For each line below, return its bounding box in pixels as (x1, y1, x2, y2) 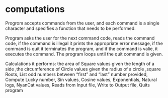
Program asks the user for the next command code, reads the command (5, 35, 155, 41)
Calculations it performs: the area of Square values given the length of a (5, 60, 154, 66)
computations (5, 3, 65, 15)
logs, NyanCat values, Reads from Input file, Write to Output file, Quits (5, 81, 150, 88)
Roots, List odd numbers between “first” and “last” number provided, (5, 71, 148, 77)
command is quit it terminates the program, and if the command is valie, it (5, 45, 158, 51)
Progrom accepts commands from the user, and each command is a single (5, 20, 160, 26)
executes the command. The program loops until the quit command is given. (5, 51, 163, 57)
